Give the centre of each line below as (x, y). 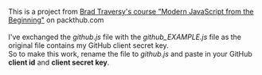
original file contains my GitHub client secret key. (88, 45)
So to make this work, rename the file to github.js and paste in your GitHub (130, 54)
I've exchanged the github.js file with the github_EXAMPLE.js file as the (125, 37)
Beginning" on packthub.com (56, 20)
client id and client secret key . (59, 62)
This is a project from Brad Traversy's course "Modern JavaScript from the (131, 12)
